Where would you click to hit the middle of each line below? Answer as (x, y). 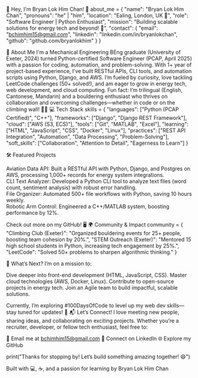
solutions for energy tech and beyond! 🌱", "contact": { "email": (82, 28)
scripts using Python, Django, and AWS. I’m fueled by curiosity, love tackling (99, 77)
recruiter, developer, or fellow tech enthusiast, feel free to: (77, 327)
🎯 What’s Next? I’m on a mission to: (49, 263)
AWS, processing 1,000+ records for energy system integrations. (85, 175)
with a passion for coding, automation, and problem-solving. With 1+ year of (99, 65)
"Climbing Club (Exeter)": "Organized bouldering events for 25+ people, (94, 233)
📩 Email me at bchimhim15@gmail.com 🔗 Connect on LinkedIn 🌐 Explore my (99, 339)
